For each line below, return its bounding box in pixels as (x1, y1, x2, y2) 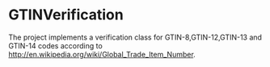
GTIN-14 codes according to (8, 40, 103, 50)
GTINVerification (8, 6, 124, 24)
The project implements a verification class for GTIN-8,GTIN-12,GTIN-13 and (8, 32, 263, 42)
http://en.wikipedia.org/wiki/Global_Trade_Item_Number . (8, 49, 196, 59)
